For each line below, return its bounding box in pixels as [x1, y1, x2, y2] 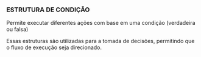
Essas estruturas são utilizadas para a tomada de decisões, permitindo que [6, 38, 195, 45]
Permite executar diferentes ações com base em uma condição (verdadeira [6, 19, 196, 27]
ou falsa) [6, 25, 29, 33]
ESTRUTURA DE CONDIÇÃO [6, 5, 90, 14]
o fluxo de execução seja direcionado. [6, 44, 102, 51]
